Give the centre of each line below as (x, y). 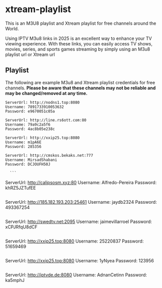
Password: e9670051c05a (30, 111)
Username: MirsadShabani (31, 160)
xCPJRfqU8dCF (21, 227)
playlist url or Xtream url (30, 54)
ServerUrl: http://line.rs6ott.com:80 (46, 120)
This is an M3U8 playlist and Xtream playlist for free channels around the (81, 23)
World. (12, 28)
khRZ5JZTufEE (21, 188)
